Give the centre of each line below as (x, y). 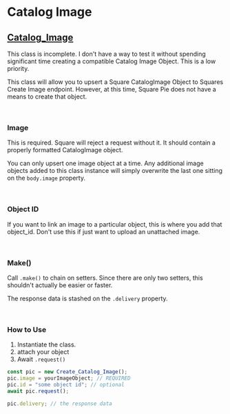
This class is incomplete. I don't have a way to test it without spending (107, 54)
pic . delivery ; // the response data (60, 404)
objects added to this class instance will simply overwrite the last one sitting (115, 171)
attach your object (43, 352)
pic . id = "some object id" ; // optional (66, 384)
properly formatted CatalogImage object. (65, 150)
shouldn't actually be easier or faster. (60, 285)
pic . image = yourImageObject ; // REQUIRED (69, 379)
